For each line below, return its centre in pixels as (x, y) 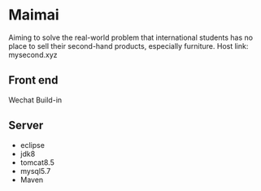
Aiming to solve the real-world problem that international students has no (131, 37)
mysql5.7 (35, 171)
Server (26, 126)
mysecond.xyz (33, 54)
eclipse (32, 145)
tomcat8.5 (37, 162)
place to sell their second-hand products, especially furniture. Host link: (128, 46)
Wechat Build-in (35, 100)
